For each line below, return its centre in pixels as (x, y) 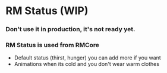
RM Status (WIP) (47, 11)
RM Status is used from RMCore (52, 45)
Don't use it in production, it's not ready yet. (70, 29)
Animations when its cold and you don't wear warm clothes (87, 64)
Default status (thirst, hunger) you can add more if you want (87, 58)
